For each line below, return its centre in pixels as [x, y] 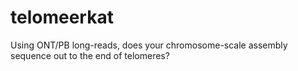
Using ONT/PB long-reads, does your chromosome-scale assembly [149, 45]
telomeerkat [62, 17]
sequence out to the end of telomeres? [90, 55]
